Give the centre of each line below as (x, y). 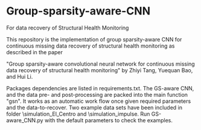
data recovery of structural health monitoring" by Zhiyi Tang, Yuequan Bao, (100, 70)
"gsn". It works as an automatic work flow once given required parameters (99, 101)
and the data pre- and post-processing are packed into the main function (97, 94)
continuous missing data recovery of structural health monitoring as (91, 46)
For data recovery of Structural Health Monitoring (68, 28)
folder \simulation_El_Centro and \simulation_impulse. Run (78, 114)
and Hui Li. (20, 76)
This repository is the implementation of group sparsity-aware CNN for (94, 39)
